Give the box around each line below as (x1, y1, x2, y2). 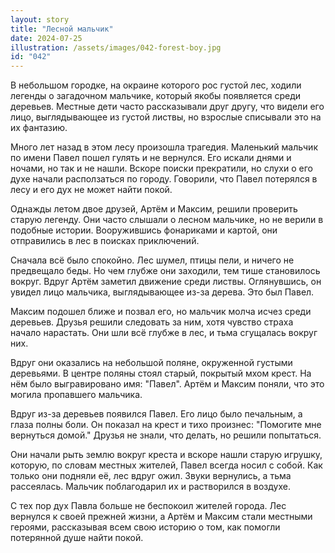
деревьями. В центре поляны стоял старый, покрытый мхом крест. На (10, 367, 312, 380)
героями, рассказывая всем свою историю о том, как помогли (10, 521, 281, 533)
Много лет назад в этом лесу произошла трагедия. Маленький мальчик (10, 141, 318, 153)
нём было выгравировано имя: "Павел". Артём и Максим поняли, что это (10, 378, 325, 390)
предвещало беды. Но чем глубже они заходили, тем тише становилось (10, 265, 321, 277)
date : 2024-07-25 (10, 33, 83, 43)
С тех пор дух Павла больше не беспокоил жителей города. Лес (10, 500, 287, 512)
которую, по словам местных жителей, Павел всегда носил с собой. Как (10, 459, 323, 471)
